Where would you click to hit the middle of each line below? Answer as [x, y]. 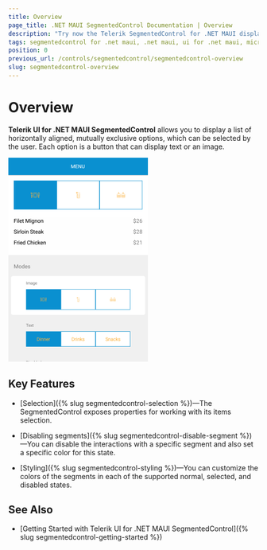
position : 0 [28, 51]
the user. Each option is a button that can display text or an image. [116, 146]
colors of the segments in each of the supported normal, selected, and [135, 476]
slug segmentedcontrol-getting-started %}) [91, 537]
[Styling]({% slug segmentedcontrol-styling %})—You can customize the [139, 468]
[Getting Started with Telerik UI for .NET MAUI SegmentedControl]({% [134, 529]
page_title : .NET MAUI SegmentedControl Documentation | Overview [120, 25]
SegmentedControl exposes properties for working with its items [126, 412]
